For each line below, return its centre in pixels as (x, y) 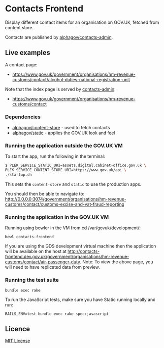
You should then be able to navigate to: (45, 194)
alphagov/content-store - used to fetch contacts (61, 128)
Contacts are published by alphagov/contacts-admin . (59, 37)
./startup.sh (18, 175)
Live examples (28, 53)
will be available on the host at (36, 251)
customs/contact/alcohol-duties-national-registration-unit (71, 79)
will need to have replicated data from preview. (52, 267)
